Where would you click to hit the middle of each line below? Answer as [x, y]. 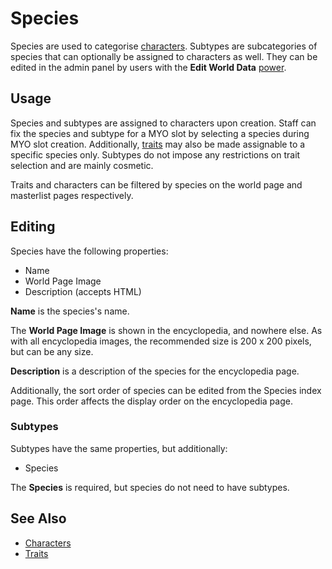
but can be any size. [52, 351]
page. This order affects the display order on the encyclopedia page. [151, 401]
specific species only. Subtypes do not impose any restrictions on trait [155, 154]
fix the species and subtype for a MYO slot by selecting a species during [160, 133]
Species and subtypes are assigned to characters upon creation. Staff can [163, 123]
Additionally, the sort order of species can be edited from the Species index [166, 390]
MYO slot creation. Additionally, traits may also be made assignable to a [158, 144]
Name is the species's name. [70, 311]
